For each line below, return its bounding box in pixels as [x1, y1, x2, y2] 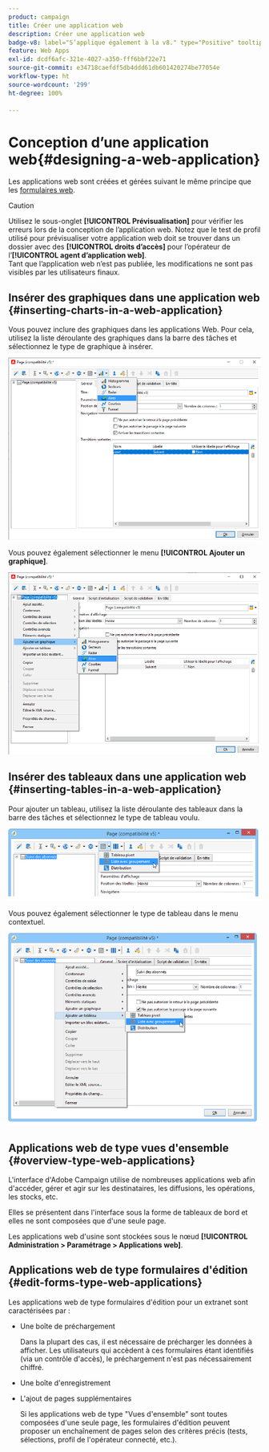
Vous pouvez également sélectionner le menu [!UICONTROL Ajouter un [8, 548, 246, 558]
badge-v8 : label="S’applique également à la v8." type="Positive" [8, 39, 235, 47]
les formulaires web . [8, 185, 76, 195]
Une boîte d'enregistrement [19, 1377, 111, 1388]
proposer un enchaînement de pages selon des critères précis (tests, [19, 1426, 248, 1436]
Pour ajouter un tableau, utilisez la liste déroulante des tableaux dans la [8, 803, 243, 814]
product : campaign [8, 13, 70, 21]
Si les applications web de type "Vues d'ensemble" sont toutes [19, 1409, 228, 1418]
